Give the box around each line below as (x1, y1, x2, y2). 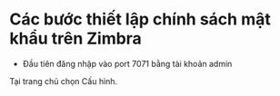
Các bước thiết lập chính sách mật (9, 9, 271, 30)
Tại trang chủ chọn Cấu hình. (9, 75, 118, 86)
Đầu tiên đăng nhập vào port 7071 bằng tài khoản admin (22, 58, 233, 69)
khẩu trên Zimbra (9, 28, 143, 49)
